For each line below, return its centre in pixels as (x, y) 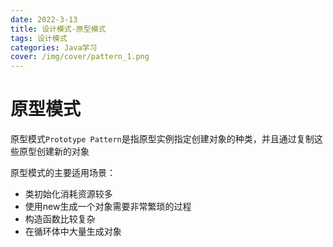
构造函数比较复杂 (60, 219)
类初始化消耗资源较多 (68, 194)
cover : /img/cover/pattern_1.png (80, 57)
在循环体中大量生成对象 (73, 232)
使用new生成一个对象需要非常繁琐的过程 (108, 207)
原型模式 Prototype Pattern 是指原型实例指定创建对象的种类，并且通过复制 (162, 139)
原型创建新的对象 (54, 152)
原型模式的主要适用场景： (63, 173)
